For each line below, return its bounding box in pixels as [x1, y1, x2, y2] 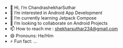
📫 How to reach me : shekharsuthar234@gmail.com [9, 26, 118, 31]
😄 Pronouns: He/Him [9, 33, 54, 39]
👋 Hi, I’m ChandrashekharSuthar [9, 5, 76, 10]
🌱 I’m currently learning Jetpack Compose [9, 15, 97, 21]
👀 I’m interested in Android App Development [9, 10, 103, 16]
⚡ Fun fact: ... [9, 38, 37, 44]
